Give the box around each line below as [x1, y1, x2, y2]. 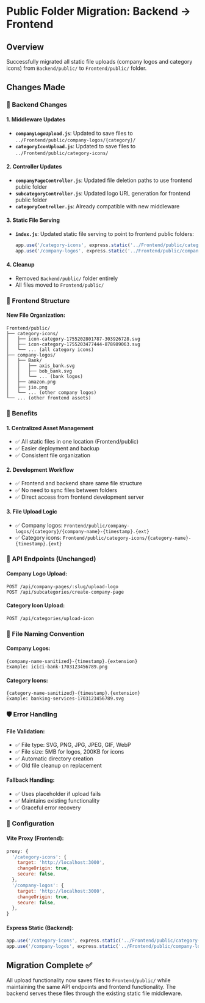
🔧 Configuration [6, 819, 55, 828]
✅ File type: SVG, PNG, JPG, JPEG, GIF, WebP [15, 741, 131, 749]
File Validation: [6, 727, 45, 735]
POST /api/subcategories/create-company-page [6, 589, 124, 595]
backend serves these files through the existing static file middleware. [6, 990, 182, 997]
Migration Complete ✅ [6, 960, 93, 971]
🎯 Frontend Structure [6, 296, 70, 305]
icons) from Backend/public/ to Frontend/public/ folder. [6, 64, 147, 72]
